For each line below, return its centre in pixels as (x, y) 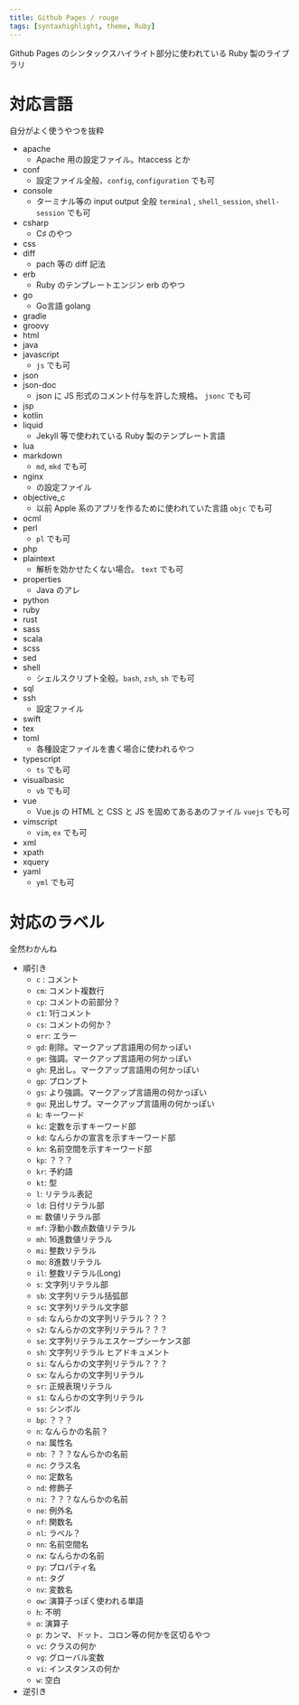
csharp (36, 223)
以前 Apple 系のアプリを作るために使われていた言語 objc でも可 (154, 508)
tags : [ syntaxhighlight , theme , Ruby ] (82, 26)
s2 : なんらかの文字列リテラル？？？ (102, 1330)
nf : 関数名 (54, 1522)
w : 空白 (48, 1680)
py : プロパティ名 (66, 1567)
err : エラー (56, 1036)
